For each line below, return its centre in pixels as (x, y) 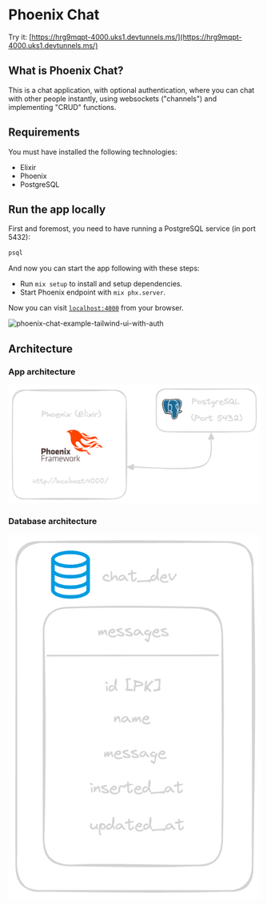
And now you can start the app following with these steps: (104, 268)
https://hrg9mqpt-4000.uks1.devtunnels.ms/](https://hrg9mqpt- (137, 37)
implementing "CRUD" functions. (62, 107)
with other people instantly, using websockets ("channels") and (113, 99)
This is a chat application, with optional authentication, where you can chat (132, 90)
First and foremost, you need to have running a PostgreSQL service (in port (132, 229)
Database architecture (53, 521)
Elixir (28, 167)
